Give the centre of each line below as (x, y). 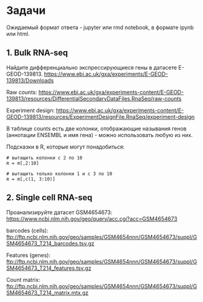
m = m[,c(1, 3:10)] (31, 179)
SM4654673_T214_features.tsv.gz (49, 268)
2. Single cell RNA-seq (49, 198)
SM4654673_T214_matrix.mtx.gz (48, 292)
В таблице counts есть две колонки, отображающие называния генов (96, 129)
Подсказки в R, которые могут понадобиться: (65, 147)
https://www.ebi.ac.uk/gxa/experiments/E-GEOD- (106, 74)
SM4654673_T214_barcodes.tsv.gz (51, 243)
